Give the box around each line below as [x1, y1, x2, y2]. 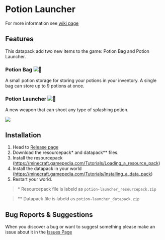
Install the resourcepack [12, 155, 63, 161]
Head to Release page [12, 144, 59, 150]
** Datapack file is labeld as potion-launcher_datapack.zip [17, 196, 140, 202]
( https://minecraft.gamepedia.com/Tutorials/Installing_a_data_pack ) [12, 171, 153, 177]
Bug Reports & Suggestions [5, 210, 93, 219]
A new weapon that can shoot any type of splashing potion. [5, 107, 129, 113]
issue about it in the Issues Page [5, 229, 72, 235]
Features [5, 35, 34, 43]
